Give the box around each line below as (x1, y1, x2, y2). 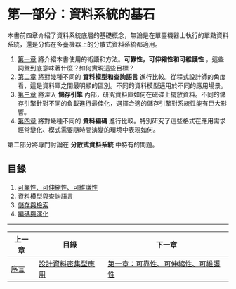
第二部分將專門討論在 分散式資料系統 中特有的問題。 (7, 140, 159, 149)
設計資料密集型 (38, 259, 88, 269)
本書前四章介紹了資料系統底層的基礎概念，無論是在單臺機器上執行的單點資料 (7, 31, 229, 39)
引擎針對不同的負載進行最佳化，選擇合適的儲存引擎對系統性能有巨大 (23, 99, 221, 107)
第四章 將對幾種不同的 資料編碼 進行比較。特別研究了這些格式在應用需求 (17, 116, 226, 125)
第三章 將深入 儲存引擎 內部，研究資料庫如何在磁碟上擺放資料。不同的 (17, 90, 220, 99)
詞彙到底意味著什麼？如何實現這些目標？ (17, 63, 135, 72)
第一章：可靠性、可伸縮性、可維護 (107, 259, 221, 269)
